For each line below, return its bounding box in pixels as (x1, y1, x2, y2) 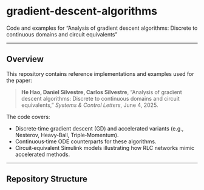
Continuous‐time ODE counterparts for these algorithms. (15, 138, 157, 145)
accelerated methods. (15, 151, 70, 158)
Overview (6, 54, 44, 64)
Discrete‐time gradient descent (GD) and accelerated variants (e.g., (15, 124, 184, 132)
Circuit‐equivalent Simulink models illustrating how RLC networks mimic (15, 144, 195, 151)
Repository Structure (6, 174, 88, 185)
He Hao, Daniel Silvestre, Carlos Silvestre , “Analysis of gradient (21, 88, 182, 95)
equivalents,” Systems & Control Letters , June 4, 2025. (21, 101, 158, 109)
